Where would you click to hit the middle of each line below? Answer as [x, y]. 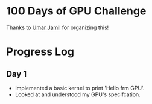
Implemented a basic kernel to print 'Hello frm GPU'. [80, 88]
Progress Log [40, 52]
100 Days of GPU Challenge [76, 11]
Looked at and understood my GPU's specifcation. [78, 94]
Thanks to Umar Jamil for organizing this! [58, 27]
